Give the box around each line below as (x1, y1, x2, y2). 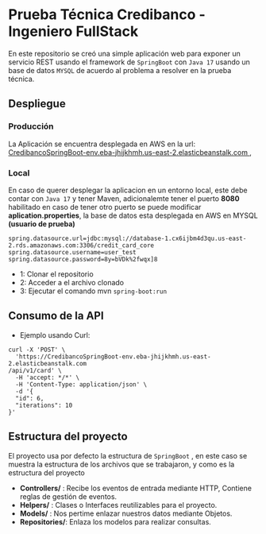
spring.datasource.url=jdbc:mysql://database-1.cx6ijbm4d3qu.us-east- (8, 234, 247, 242)
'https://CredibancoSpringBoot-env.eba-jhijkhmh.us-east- (15, 352, 212, 361)
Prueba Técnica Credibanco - (8, 6, 206, 24)
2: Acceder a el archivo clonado (19, 277, 125, 287)
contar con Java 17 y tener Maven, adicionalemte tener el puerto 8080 (8, 193, 240, 203)
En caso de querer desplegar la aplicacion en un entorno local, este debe (8, 185, 248, 195)
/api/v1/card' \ (8, 366, 62, 374)
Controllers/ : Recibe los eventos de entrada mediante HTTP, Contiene (19, 483, 253, 493)
